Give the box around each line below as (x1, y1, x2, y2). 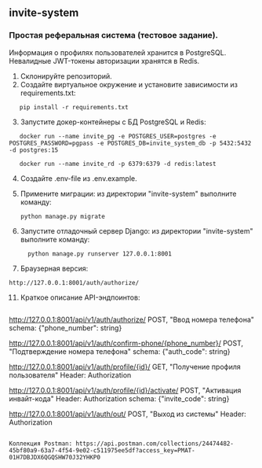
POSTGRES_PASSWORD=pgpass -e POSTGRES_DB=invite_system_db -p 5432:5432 (9, 139, 252, 147)
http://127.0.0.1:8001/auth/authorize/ (9, 278, 140, 286)
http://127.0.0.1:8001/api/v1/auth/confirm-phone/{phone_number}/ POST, (9, 338, 244, 348)
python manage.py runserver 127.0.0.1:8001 (27, 249, 172, 258)
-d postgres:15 (9, 146, 59, 154)
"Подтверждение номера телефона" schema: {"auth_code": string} (9, 346, 231, 356)
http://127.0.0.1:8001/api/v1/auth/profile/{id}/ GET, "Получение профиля (9, 362, 242, 371)
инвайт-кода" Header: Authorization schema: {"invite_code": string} (9, 393, 230, 404)
